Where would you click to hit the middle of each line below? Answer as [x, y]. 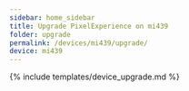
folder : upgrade [40, 34]
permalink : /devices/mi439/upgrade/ [79, 43]
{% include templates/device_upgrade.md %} [94, 77]
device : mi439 [36, 51]
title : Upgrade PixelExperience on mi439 [89, 26]
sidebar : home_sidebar [52, 18]
